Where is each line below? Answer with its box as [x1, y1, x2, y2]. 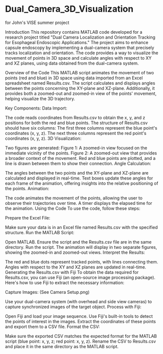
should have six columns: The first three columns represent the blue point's [5, 125, 158, 131]
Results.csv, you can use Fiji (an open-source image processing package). [5, 274, 156, 280]
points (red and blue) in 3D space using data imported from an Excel [5, 75, 143, 81]
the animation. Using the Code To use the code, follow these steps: [5, 205, 140, 211]
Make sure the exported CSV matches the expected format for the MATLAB [5, 333, 157, 339]
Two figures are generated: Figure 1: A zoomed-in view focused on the [5, 145, 148, 151]
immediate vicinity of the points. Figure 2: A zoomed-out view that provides [5, 150, 157, 156]
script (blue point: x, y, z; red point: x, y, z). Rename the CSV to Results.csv [5, 338, 156, 344]
